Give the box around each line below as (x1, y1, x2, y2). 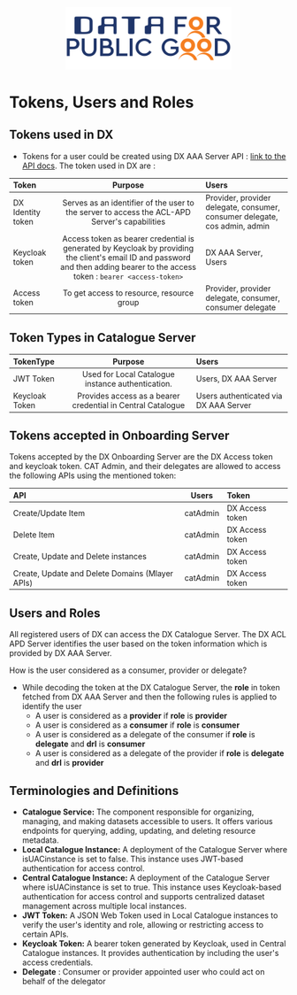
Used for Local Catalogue (82, 368, 175, 379)
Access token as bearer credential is (62, 233, 194, 243)
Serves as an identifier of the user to (62, 197, 194, 208)
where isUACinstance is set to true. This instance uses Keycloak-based (21, 882, 282, 892)
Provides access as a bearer (77, 390, 180, 401)
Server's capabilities (91, 216, 166, 227)
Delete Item (12, 529, 56, 540)
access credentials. (21, 957, 94, 968)
